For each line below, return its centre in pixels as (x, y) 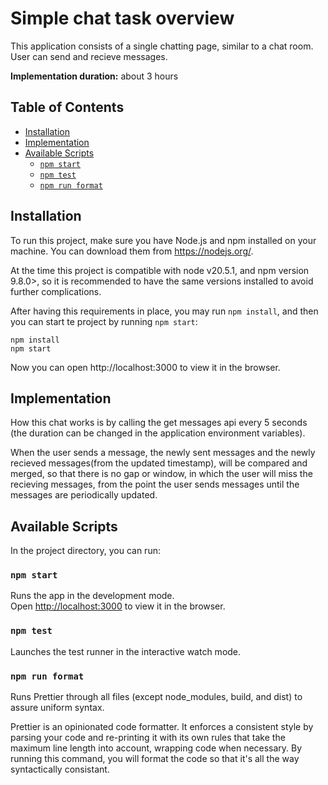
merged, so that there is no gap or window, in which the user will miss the (161, 474)
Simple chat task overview (122, 18)
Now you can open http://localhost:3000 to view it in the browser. (145, 367)
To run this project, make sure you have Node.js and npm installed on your (163, 240)
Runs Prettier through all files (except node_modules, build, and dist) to (156, 697)
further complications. (56, 291)
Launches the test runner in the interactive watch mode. (126, 651)
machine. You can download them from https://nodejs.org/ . (132, 251)
